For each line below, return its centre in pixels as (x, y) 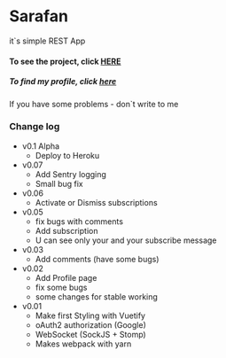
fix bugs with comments (79, 221)
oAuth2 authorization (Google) (90, 324)
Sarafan (39, 16)
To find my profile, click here (63, 82)
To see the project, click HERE (65, 61)
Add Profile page (66, 277)
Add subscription (66, 230)
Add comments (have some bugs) (97, 259)
